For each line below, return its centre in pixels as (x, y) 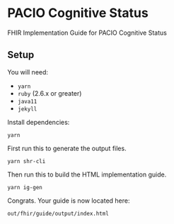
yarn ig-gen (25, 187)
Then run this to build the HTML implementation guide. (87, 174)
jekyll (27, 109)
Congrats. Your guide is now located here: (69, 201)
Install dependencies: (39, 122)
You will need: (28, 72)
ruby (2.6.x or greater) (50, 93)
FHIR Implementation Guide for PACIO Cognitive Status (87, 33)
